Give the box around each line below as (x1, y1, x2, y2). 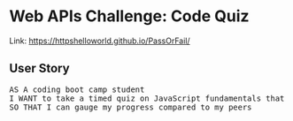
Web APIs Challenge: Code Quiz (9, 6, 250, 26)
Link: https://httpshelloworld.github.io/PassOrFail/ (9, 35, 190, 46)
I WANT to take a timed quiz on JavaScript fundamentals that (9, 93, 285, 103)
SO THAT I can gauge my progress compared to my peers (9, 102, 252, 112)
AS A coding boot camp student (9, 84, 145, 95)
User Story (9, 61, 70, 76)
